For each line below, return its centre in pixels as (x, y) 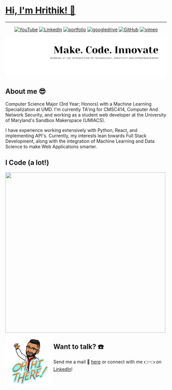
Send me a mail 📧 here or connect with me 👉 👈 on (107, 362)
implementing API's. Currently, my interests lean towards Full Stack (76, 135)
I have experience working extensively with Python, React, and (71, 130)
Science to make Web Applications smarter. (51, 146)
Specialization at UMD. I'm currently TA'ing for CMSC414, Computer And (82, 109)
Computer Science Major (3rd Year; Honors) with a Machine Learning (79, 104)
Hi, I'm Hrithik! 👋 (40, 11)
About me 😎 (26, 92)
